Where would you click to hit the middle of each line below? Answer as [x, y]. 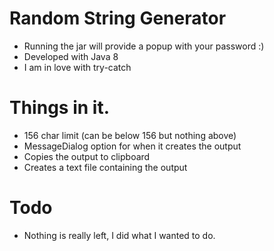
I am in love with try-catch [77, 67]
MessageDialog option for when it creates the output [132, 146]
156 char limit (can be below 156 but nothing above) [130, 135]
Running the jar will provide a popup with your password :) [144, 46]
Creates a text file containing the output [105, 167]
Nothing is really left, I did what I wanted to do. [119, 235]
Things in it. [59, 108]
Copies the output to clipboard [87, 156]
